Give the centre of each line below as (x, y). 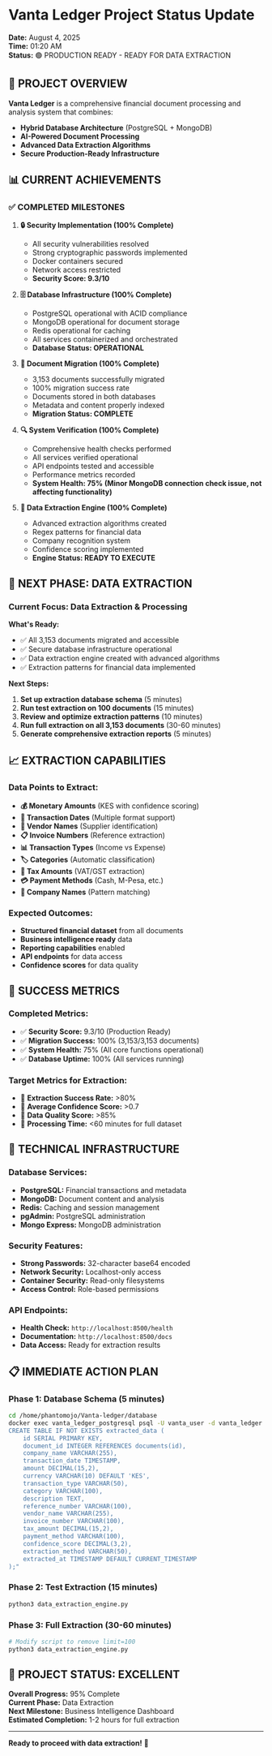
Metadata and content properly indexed (98, 405)
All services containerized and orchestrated (105, 339)
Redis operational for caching (81, 331)
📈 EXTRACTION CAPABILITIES (87, 760)
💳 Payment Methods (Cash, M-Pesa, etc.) (92, 880)
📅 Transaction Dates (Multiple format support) (98, 817)
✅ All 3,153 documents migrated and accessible (100, 640)
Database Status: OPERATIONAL (88, 348)
